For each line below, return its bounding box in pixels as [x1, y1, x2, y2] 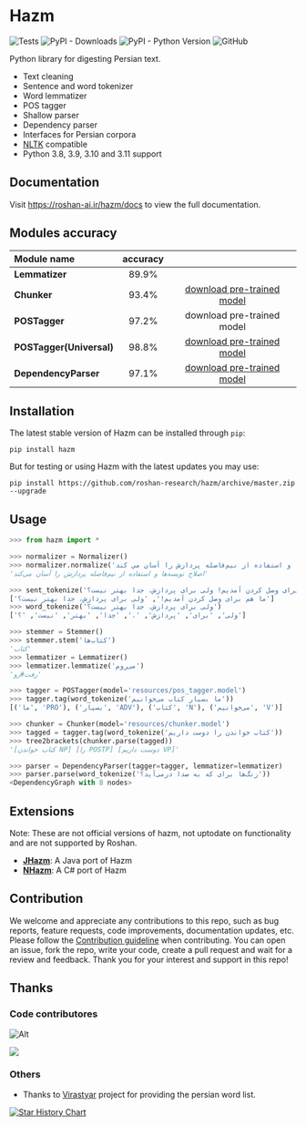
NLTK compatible [22, 138, 88, 149]
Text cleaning [22, 70, 75, 82]
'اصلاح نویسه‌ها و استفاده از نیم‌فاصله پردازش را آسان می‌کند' [9, 568, 209, 578]
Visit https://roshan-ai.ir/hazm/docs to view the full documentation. [9, 199, 261, 210]
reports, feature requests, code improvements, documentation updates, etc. [9, 925, 294, 936]
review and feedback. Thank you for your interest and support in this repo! [9, 954, 289, 965]
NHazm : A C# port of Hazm [22, 865, 127, 875]
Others [9, 1068, 41, 1080]
